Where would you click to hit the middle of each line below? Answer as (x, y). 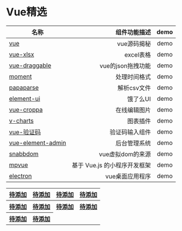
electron (21, 176)
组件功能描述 (133, 32)
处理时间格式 (133, 77)
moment (21, 76)
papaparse (24, 87)
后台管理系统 (133, 143)
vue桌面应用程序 (128, 176)
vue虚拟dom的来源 (125, 154)
